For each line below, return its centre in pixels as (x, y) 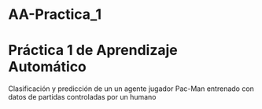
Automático (47, 67)
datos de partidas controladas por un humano (82, 97)
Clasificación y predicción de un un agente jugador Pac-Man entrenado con (131, 89)
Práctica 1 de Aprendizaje (93, 51)
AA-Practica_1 (55, 15)
